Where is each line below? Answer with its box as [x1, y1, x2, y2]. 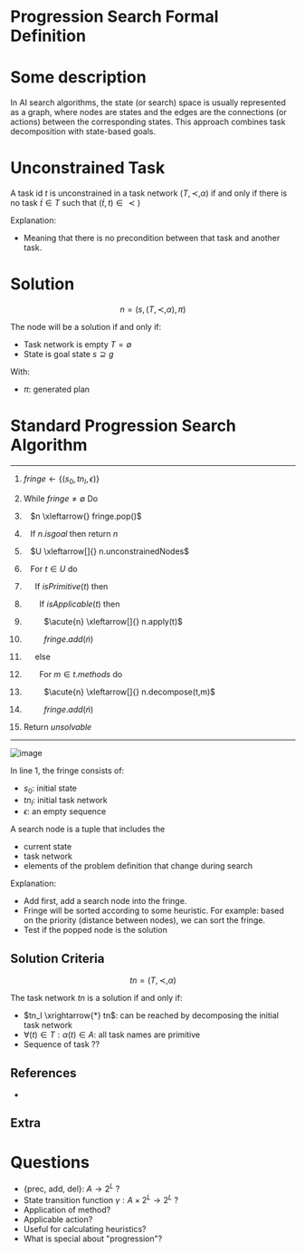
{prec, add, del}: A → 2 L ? [23, 1181, 120, 1194]
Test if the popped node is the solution [23, 925, 168, 936]
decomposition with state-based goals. [10, 126, 157, 137]
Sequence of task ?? [23, 1039, 100, 1050]
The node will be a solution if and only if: [10, 322, 162, 332]
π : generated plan [23, 384, 90, 394]
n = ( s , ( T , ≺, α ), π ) [119, 304, 186, 315]
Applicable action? [23, 1213, 93, 1225]
